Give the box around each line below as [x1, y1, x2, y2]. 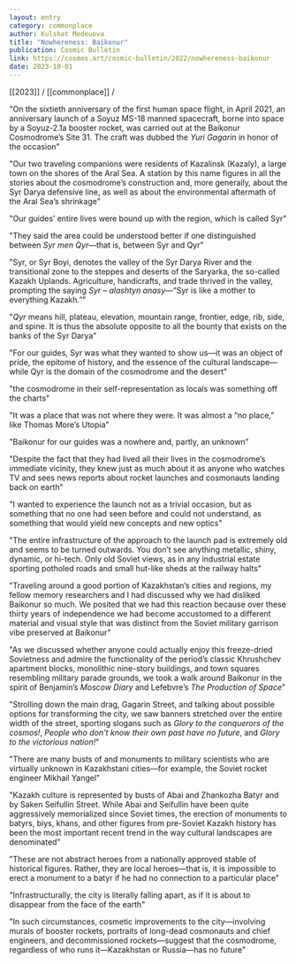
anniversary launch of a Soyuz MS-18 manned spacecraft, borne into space [9, 112, 285, 124]
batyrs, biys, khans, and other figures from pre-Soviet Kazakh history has [9, 817, 277, 828]
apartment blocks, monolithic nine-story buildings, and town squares [9, 662, 260, 673]
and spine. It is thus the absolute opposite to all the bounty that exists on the [9, 320, 287, 332]
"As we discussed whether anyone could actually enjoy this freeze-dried [9, 644, 273, 654]
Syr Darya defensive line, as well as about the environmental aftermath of [9, 187, 277, 197]
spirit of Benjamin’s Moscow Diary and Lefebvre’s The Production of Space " [9, 682, 286, 692]
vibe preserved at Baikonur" [9, 627, 111, 638]
